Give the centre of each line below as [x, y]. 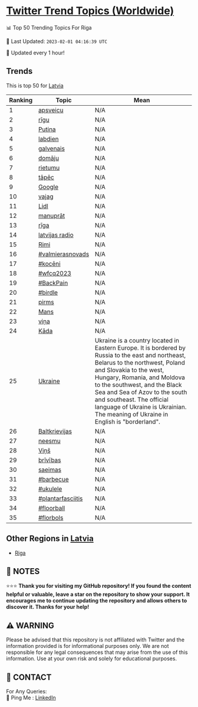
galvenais [51, 148]
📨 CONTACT [29, 677]
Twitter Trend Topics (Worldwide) [90, 11]
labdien [48, 139]
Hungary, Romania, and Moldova [140, 377]
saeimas [50, 470]
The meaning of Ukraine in [131, 414]
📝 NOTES [23, 571]
